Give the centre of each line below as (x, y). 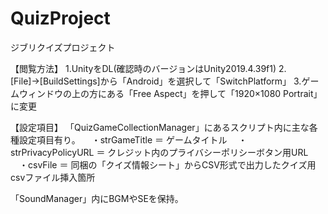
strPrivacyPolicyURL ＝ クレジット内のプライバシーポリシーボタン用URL (159, 152)
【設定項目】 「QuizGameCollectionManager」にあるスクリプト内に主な (160, 127)
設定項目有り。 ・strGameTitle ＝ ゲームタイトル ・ (133, 139)
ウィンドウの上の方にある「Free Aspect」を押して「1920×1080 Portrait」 (170, 93)
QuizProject (60, 18)
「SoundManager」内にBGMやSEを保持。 (97, 198)
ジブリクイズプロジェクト (63, 47)
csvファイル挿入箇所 (53, 177)
